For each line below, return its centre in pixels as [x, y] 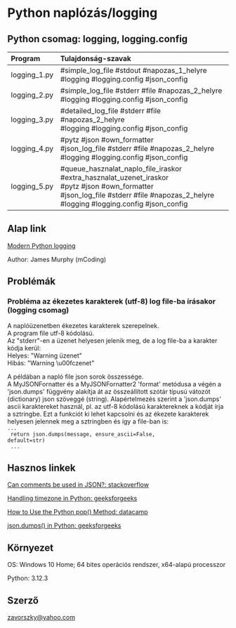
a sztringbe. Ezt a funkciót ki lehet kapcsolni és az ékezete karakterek [108, 414]
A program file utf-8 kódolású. [51, 333]
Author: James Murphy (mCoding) [57, 259]
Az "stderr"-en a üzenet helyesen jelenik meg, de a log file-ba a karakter [112, 340]
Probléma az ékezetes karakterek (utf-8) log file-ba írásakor [112, 301]
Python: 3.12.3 [28, 578]
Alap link [27, 229]
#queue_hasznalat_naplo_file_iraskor [121, 169]
